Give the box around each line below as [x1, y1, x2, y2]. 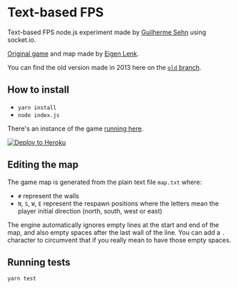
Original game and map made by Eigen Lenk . [7, 49, 139, 58]
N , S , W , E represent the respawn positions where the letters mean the [17, 199, 219, 208]
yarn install [17, 104, 57, 111]
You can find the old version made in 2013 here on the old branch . [7, 63, 202, 71]
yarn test [7, 275, 37, 283]
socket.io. [7, 35, 36, 44]
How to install [7, 83, 70, 96]
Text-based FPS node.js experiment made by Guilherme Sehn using [7, 28, 207, 36]
